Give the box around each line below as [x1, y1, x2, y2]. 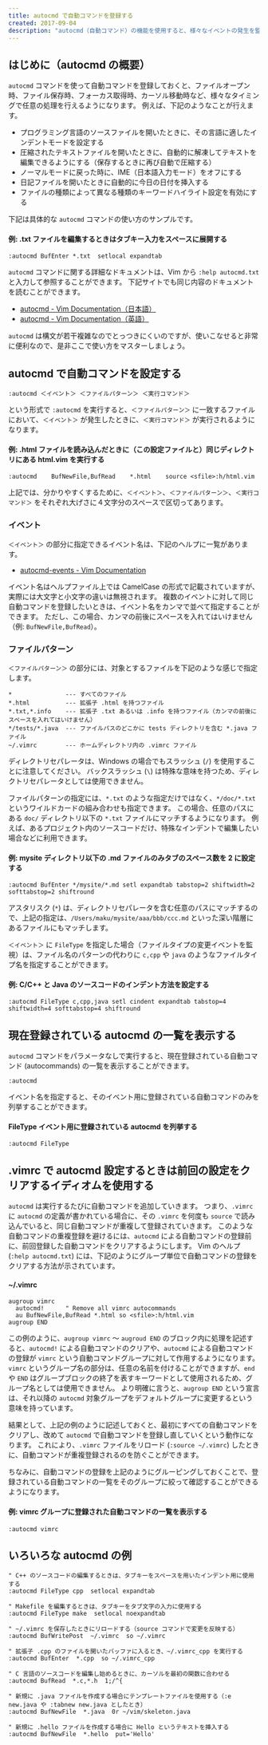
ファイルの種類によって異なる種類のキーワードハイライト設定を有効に [19, 188, 250, 197]
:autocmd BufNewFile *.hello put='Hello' [8, 1731, 156, 1739]
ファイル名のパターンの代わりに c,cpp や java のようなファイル [35, 950, 244, 960]
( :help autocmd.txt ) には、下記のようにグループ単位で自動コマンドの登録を [8, 1251, 258, 1261]
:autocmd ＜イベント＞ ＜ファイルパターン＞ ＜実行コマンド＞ [8, 390, 190, 398]
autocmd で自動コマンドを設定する [8, 366, 182, 380]
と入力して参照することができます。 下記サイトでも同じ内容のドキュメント [8, 277, 254, 287]
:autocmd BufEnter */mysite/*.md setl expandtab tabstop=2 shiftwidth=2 [8, 881, 255, 890]
